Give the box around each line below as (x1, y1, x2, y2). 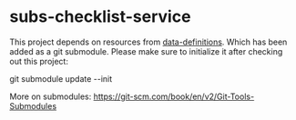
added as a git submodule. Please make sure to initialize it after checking (9, 45, 283, 56)
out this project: (9, 55, 68, 66)
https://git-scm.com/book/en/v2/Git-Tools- (93, 91, 255, 102)
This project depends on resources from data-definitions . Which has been (9, 36, 288, 47)
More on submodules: (9, 91, 92, 102)
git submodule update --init (9, 73, 113, 84)
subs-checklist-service (9, 6, 191, 27)
